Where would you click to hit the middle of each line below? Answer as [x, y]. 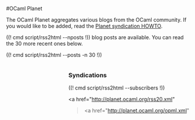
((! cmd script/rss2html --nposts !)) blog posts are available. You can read [95, 37]
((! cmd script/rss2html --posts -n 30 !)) [54, 55]
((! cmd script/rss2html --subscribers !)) [117, 88]
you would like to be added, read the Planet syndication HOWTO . [84, 26]
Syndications [88, 75]
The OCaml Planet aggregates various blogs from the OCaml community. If [96, 20]
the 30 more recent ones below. [45, 44]
